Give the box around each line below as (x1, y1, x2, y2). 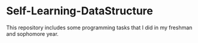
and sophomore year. (6, 30, 59, 37)
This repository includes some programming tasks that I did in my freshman (6, 24, 193, 31)
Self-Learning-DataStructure (6, 4, 154, 18)
